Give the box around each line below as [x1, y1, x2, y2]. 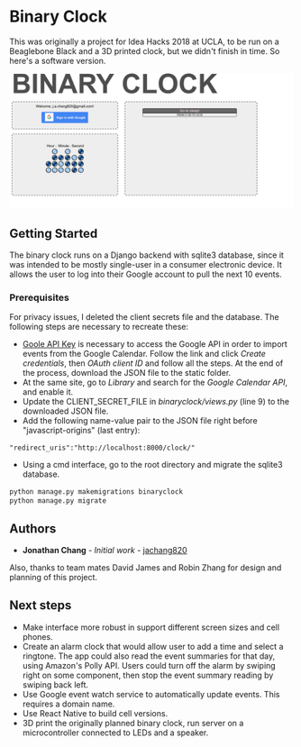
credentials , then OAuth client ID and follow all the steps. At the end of [22, 358, 284, 369]
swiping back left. [22, 679, 88, 690]
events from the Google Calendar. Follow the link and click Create [22, 349, 266, 360]
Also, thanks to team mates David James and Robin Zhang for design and [9, 562, 282, 573]
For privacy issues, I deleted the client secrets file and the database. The [9, 312, 279, 323]
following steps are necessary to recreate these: [9, 322, 189, 333]
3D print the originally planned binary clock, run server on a [22, 717, 244, 728]
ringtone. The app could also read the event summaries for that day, [22, 651, 276, 661]
